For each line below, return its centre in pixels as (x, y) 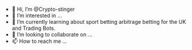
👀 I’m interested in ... (37, 15)
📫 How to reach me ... (39, 41)
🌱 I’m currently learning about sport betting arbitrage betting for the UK (99, 22)
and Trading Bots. (33, 28)
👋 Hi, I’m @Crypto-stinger (43, 9)
